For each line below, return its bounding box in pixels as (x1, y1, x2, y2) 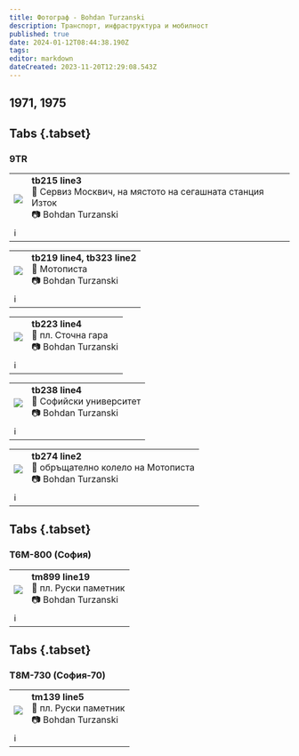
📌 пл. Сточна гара (31, 328, 109, 341)
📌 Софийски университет (31, 395, 141, 407)
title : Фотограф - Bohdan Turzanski (9, 12, 145, 22)
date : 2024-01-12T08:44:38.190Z (9, 37, 129, 47)
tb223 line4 (31, 318, 82, 330)
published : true (9, 29, 69, 38)
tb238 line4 (31, 383, 82, 396)
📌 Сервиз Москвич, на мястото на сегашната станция (31, 185, 264, 197)
